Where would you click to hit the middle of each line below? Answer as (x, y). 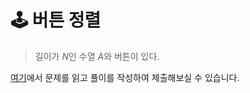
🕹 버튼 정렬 (56, 20)
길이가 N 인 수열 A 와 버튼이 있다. (97, 56)
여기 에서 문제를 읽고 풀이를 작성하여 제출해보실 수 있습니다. (125, 77)
